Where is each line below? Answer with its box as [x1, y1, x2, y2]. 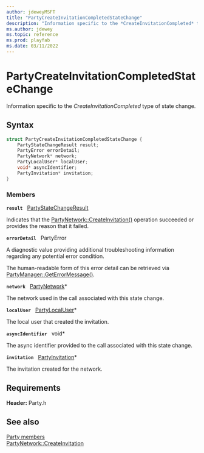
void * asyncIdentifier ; [17, 165, 78, 171]
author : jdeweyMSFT [6, 9, 56, 15]
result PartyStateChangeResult [6, 204, 89, 211]
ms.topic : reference [6, 32, 59, 38]
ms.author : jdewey [6, 26, 53, 32]
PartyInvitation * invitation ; [17, 170, 94, 176]
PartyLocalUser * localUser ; [17, 159, 88, 165]
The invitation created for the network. [6, 365, 103, 373]
